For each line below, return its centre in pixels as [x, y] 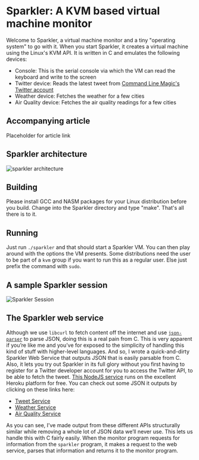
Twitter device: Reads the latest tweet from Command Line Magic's [97, 83]
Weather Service [35, 407]
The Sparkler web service [55, 318]
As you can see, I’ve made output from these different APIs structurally [93, 425]
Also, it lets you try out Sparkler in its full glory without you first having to [96, 364]
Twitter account [34, 89]
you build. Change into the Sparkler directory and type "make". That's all [95, 208]
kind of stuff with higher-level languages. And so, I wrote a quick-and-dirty [98, 351]
